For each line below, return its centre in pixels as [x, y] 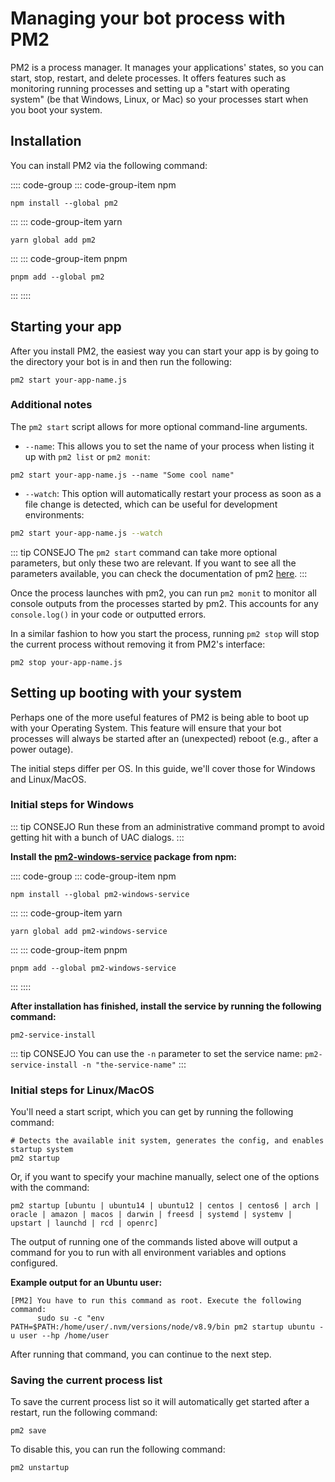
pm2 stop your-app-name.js [66, 662]
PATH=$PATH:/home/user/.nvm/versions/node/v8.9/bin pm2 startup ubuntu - [167, 1327]
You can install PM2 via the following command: [109, 165]
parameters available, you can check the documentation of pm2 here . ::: [159, 573]
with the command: [50, 1188]
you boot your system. [56, 109]
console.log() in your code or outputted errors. [108, 614]
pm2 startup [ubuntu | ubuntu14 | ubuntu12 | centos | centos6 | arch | [165, 1206]
